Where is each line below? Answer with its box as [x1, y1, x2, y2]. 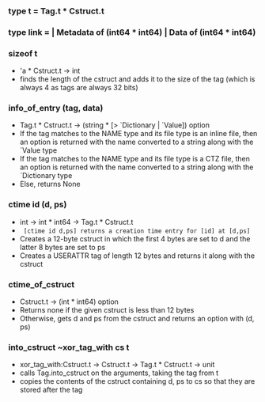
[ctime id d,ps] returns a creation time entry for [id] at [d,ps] [23, 227, 251, 235]
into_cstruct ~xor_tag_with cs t [8, 342, 130, 353]
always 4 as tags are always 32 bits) [19, 83, 138, 93]
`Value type [19, 146, 58, 155]
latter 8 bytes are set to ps [19, 242, 106, 252]
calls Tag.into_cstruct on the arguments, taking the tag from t [19, 368, 219, 377]
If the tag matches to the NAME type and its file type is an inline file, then [19, 129, 258, 138]
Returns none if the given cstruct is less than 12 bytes [19, 305, 195, 315]
